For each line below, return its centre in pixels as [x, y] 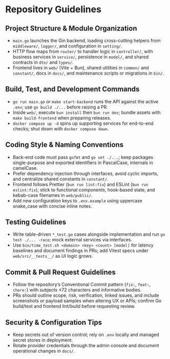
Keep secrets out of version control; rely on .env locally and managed [86, 335]
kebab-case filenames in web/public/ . [53, 195]
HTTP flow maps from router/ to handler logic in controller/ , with [83, 51]
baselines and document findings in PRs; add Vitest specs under [81, 251]
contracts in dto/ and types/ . [43, 62]
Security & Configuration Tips [54, 322]
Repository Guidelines [53, 9]
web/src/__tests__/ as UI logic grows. [53, 256]
